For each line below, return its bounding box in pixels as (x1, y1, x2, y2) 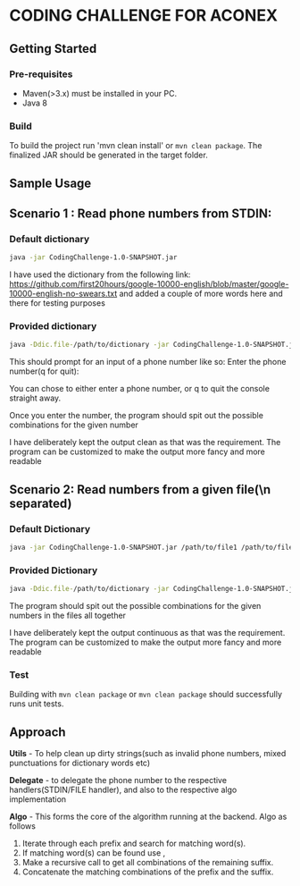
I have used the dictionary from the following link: (9, 269, 191, 280)
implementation (9, 794, 67, 805)
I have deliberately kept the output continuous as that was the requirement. (9, 628, 286, 638)
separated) (9, 495, 72, 511)
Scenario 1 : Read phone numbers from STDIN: (9, 206, 272, 221)
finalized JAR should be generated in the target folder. (9, 149, 208, 161)
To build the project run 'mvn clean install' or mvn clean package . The (9, 140, 262, 151)
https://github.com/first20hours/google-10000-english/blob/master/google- (9, 279, 289, 290)
